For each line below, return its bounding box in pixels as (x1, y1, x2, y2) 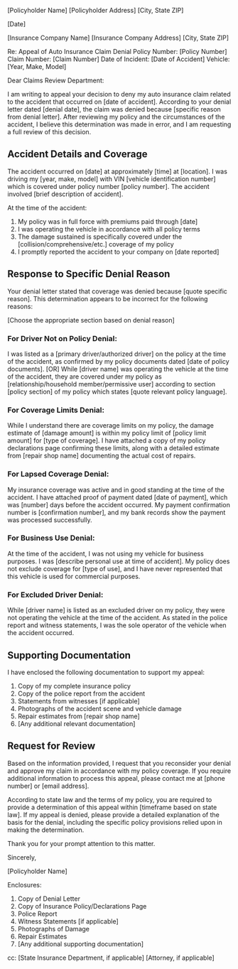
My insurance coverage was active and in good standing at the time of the (7, 485, 225, 494)
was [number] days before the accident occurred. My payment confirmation (7, 500, 231, 509)
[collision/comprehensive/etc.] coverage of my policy (17, 239, 174, 248)
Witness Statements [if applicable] (17, 916, 119, 926)
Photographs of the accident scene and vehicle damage (17, 704, 183, 713)
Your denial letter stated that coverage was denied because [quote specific (7, 287, 227, 296)
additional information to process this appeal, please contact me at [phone (7, 774, 225, 782)
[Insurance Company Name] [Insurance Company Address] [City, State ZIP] (7, 33, 229, 42)
